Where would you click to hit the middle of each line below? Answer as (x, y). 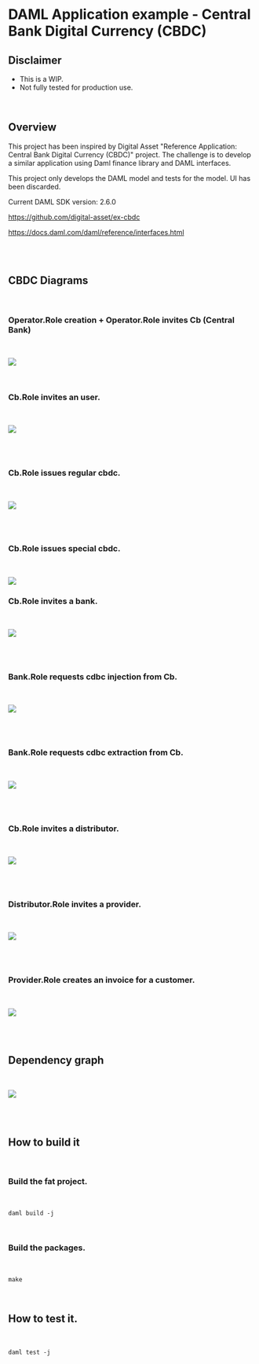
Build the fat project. (48, 1182)
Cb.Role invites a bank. (53, 601)
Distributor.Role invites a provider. (75, 904)
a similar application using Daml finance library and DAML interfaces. (120, 163)
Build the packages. (47, 1248)
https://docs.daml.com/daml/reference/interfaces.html (96, 232)
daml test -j (29, 1352)
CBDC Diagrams (48, 281)
